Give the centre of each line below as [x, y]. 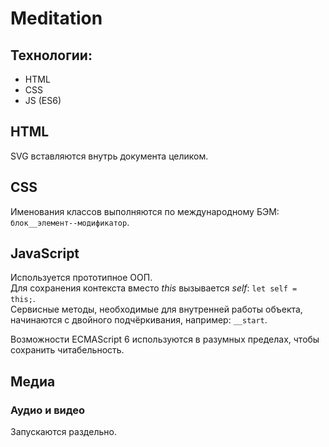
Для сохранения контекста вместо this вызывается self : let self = [154, 288]
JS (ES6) [43, 100]
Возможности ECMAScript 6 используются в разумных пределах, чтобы [165, 339]
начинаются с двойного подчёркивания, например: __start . [139, 320]
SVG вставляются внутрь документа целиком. [109, 156]
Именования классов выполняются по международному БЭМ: [145, 211]
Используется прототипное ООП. [81, 278]
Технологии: [51, 55]
